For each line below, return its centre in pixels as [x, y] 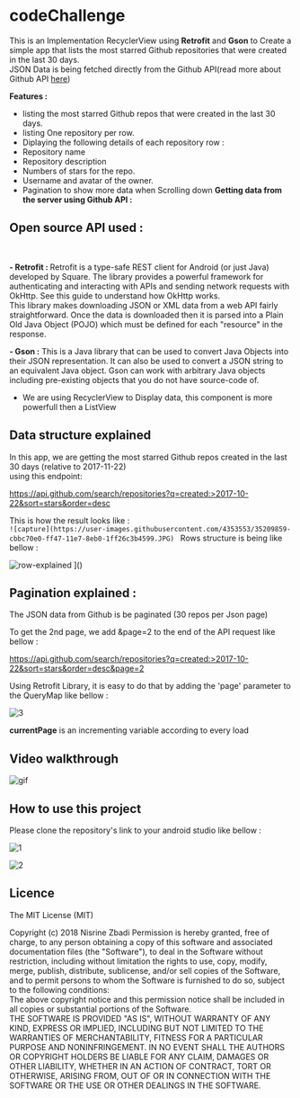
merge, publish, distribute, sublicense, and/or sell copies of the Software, [145, 970]
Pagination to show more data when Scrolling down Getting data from [152, 190]
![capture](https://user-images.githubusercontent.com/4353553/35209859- [150, 529]
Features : [28, 96]
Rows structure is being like [231, 538]
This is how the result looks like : [70, 520]
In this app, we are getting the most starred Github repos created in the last [148, 457]
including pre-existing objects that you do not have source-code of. [134, 379]
